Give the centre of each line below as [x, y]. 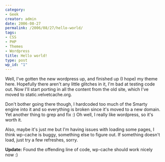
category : [15, 10]
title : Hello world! [27, 56]
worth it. [14, 120]
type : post [16, 60]
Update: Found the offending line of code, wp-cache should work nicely [79, 150]
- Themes [14, 46]
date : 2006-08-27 [23, 23]
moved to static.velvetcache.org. [39, 95]
